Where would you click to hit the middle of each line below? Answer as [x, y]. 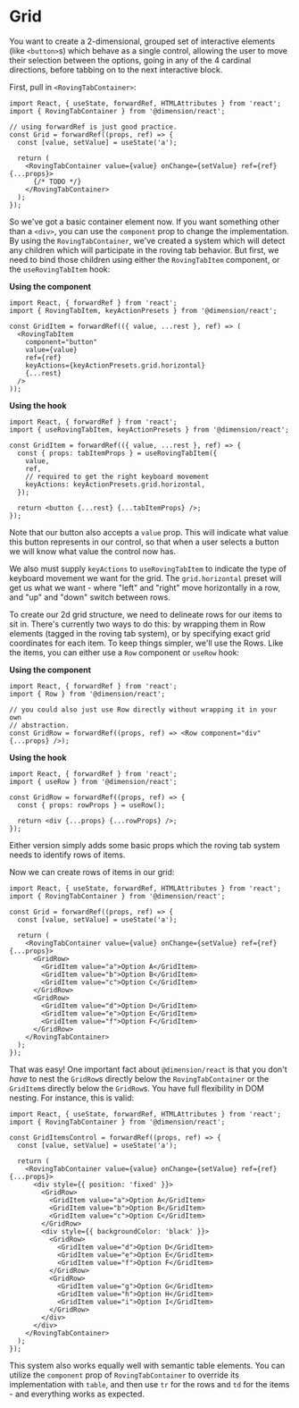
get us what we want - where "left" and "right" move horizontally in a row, [145, 587]
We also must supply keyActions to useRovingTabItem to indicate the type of [148, 569]
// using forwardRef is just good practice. [93, 127]
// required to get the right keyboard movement [117, 476]
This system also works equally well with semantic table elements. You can [147, 1365]
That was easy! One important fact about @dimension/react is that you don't [148, 1069]
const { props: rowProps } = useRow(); [91, 805]
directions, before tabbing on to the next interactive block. [116, 70]
